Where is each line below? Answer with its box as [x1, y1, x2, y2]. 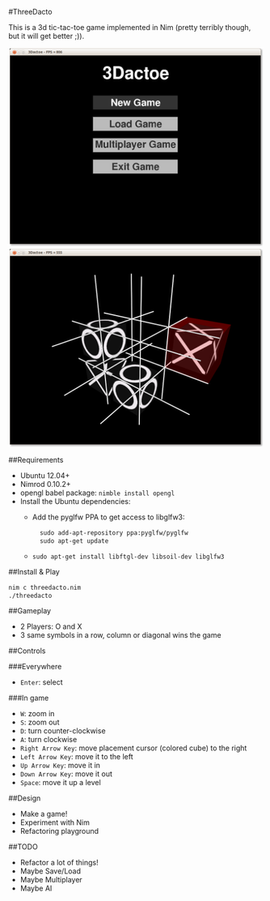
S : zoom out [19, 717, 60, 727]
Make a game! [19, 809, 68, 818]
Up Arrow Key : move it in [19, 760, 101, 770]
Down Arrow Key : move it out [19, 769, 113, 779]
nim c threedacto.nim [8, 583, 82, 591]
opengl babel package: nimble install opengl [19, 488, 175, 497]
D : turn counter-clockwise [19, 725, 107, 736]
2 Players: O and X [19, 621, 82, 631]
